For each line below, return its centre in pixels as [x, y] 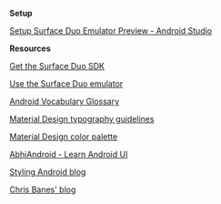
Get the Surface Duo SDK [57, 66]
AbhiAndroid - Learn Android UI [69, 154]
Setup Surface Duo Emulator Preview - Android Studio [110, 31]
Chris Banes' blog [43, 189]
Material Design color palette [64, 137]
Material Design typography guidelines [82, 119]
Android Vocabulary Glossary [65, 101]
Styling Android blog [48, 172]
